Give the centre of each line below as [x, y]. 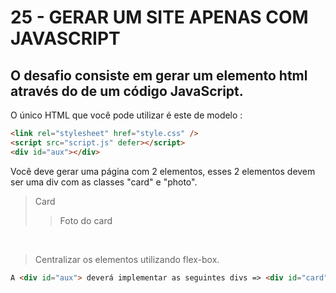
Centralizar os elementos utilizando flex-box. [127, 259]
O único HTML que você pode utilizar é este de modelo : [126, 115]
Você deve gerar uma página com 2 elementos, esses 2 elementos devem [163, 171]
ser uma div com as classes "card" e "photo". [104, 182]
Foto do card [86, 220]
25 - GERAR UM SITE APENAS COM [159, 17]
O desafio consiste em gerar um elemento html [159, 75]
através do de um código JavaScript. [127, 91]
